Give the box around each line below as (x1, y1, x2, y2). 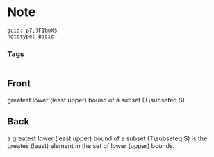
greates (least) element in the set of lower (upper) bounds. (7, 141, 175, 149)
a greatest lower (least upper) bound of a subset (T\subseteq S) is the (7, 134, 208, 142)
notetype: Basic (7, 33, 54, 40)
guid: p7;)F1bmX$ (7, 27, 58, 34)
